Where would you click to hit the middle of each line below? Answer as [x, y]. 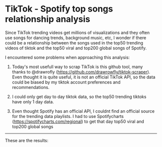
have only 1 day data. [33, 102]
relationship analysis [48, 19]
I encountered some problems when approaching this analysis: [67, 57]
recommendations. [31, 87]
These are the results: [27, 140]
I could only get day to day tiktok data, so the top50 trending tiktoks [79, 96]
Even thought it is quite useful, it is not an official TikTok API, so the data [84, 77]
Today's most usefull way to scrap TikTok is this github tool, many [77, 67]
